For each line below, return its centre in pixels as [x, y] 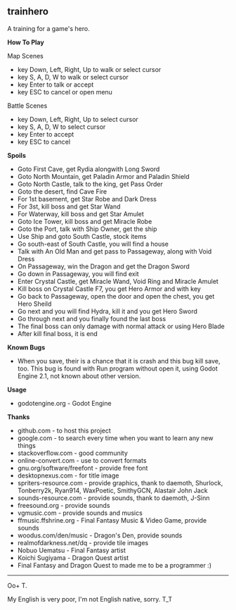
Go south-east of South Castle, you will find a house [93, 244]
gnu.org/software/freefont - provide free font [83, 468]
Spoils [17, 155]
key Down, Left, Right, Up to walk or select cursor [89, 69]
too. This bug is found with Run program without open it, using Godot [117, 368]
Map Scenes [25, 56]
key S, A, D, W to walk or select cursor [73, 77]
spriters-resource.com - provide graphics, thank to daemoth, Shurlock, [120, 483]
